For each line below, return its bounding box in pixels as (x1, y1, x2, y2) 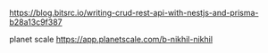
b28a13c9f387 (9, 17, 63, 27)
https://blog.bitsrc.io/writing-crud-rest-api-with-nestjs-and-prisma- (9, 8, 259, 18)
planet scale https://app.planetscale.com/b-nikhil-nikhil (9, 34, 213, 44)
